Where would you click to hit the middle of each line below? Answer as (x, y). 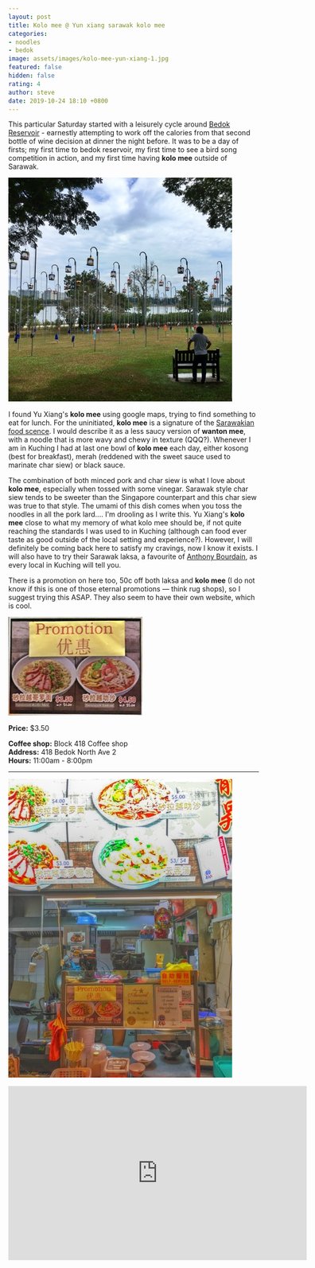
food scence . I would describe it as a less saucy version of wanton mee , (127, 431)
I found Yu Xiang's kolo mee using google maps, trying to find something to (132, 415)
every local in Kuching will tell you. (65, 565)
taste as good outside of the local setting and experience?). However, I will (130, 540)
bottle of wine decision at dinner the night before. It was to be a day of (124, 141)
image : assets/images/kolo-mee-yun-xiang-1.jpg (89, 59)
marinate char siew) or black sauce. (67, 465)
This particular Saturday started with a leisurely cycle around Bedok (119, 124)
